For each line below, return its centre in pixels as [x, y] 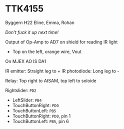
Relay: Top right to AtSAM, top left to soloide [51, 80]
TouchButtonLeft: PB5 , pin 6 [40, 121]
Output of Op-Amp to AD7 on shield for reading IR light [61, 42]
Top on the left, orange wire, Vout [47, 51]
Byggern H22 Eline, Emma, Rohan [40, 22]
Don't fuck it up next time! [32, 32]
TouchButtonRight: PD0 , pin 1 [41, 116]
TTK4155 [24, 9]
